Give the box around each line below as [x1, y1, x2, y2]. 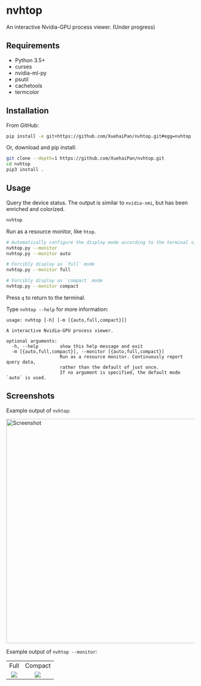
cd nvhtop [6, 161, 31, 167]
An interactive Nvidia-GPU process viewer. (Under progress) [6, 23, 156, 31]
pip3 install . [6, 167, 44, 173]
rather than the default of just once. [59, 364, 160, 370]
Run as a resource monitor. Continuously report [59, 353, 184, 359]
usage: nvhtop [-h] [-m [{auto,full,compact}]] [6, 317, 127, 323]
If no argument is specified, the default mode [59, 369, 181, 376]
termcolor [14, 88, 39, 96]
